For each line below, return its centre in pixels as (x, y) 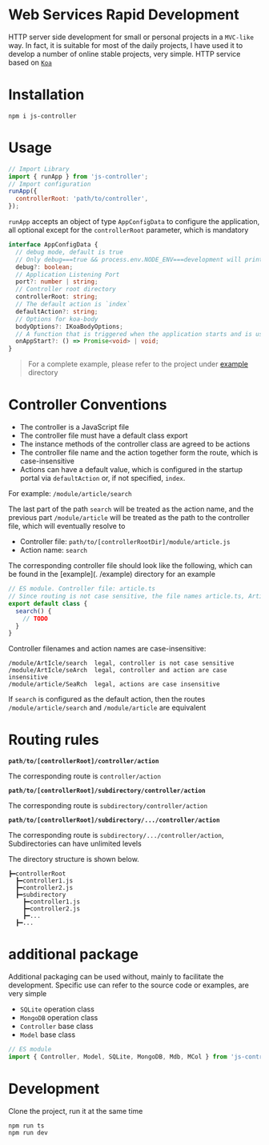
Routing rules (54, 740)
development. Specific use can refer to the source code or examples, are (129, 985)
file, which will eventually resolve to (67, 526)
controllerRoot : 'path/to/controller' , (82, 199)
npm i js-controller (43, 116)
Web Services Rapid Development (124, 15)
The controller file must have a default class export (104, 436)
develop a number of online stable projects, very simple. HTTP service (124, 54)
